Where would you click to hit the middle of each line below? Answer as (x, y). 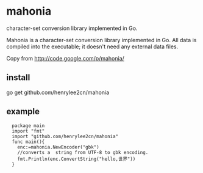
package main (28, 126)
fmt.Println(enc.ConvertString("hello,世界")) (77, 159)
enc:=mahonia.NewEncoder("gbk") (58, 147)
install (18, 78)
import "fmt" (28, 131)
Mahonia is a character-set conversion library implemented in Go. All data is (101, 40)
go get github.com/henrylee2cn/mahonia (58, 92)
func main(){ (28, 142)
